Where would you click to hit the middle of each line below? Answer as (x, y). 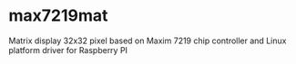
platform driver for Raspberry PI (68, 50)
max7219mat (58, 16)
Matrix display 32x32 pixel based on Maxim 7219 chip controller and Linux (148, 41)
